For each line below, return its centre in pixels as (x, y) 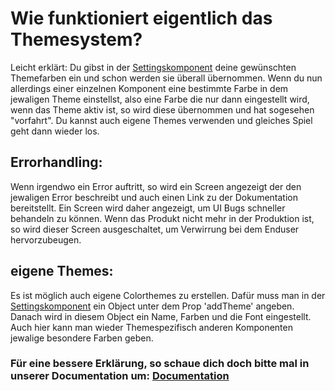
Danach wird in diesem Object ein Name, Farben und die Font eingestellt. (161, 316)
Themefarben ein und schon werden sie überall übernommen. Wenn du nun (166, 78)
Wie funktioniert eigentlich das (141, 18)
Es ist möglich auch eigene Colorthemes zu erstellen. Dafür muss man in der (168, 295)
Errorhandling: (56, 162)
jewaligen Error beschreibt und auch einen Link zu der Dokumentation (154, 197)
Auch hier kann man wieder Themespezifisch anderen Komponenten (151, 327)
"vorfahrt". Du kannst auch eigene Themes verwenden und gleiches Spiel (161, 120)
